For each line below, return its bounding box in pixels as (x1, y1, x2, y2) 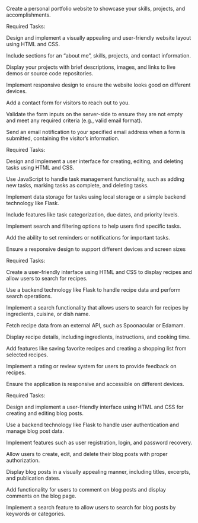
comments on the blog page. (6, 492, 76, 499)
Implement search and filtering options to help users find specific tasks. (6, 222, 182, 229)
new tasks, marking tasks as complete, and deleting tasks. (6, 182, 149, 189)
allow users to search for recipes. (6, 275, 88, 282)
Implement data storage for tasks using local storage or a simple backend (6, 193, 186, 200)
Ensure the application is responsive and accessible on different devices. (6, 381, 185, 387)
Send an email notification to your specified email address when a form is (6, 129, 186, 135)
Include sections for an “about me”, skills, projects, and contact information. (6, 52, 191, 59)
